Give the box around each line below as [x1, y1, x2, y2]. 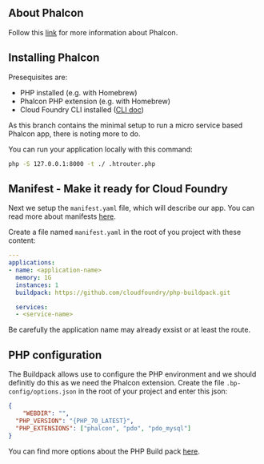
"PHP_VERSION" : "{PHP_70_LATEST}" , [15, 417, 134, 425]
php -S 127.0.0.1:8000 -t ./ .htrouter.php [8, 159, 156, 167]
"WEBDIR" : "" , [22, 410, 70, 418]
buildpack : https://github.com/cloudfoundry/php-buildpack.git [15, 288, 230, 297]
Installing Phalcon [8, 51, 100, 65]
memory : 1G [15, 273, 52, 281]
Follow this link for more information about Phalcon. [8, 27, 178, 37]
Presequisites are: [8, 72, 68, 82]
